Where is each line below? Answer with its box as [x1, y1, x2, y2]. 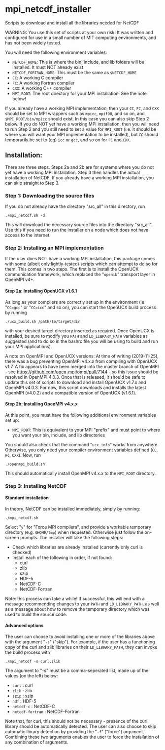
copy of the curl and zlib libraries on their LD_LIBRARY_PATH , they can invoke [5, 644, 158, 650]
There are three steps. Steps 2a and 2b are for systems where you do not [5, 164, 154, 170]
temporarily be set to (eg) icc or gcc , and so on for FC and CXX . [5, 137, 131, 143]
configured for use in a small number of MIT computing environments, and [5, 35, 156, 40]
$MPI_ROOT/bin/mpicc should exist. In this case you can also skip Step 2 [5, 116, 149, 121]
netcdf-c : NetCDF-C [12, 704, 55, 710]
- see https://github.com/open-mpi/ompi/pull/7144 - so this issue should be [5, 369, 159, 375]
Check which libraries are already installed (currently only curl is [12, 544, 143, 550]
